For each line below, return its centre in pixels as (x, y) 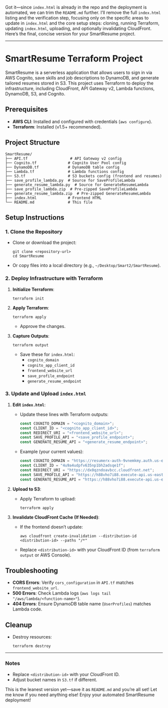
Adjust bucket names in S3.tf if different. (55, 679)
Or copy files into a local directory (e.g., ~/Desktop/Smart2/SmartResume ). (86, 265)
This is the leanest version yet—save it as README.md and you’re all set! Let (81, 689)
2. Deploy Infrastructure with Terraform (54, 278)
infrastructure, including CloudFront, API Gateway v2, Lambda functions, (80, 88)
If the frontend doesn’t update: (51, 526)
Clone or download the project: (44, 242)
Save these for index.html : (47, 354)
